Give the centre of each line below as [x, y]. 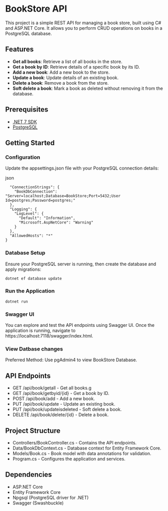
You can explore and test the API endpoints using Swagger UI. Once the [80, 325]
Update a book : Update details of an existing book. [66, 77]
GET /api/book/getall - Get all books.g [52, 388]
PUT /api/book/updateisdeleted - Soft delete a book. [67, 410]
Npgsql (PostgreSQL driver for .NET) [51, 497]
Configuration [23, 157]
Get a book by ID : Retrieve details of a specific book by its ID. [76, 67]
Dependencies [29, 475]
